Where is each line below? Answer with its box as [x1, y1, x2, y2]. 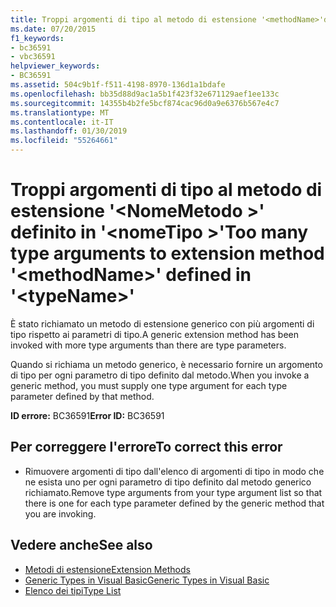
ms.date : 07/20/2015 [10, 24, 97, 34]
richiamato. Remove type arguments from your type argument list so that [24, 486, 323, 498]
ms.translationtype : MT [10, 107, 110, 118]
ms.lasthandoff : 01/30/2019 [10, 126, 128, 136]
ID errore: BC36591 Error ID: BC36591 [10, 409, 165, 421]
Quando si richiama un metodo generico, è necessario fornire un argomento [10, 358, 323, 370]
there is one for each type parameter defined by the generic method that [24, 497, 325, 509]
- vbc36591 [10, 52, 56, 62]
